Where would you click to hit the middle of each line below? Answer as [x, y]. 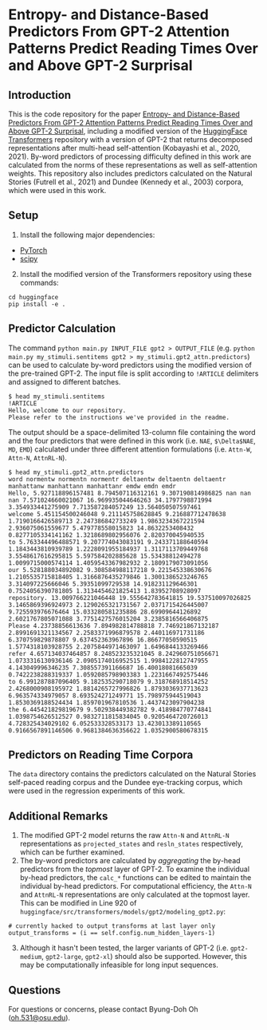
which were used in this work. [57, 190]
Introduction [40, 95]
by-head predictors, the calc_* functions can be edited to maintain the [135, 878]
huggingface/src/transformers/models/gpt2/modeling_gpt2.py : [122, 912]
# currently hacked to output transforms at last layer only [112, 926]
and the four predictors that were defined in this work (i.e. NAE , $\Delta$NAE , [132, 440]
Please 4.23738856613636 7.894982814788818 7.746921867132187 [114, 625]
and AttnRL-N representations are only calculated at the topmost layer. [135, 894]
